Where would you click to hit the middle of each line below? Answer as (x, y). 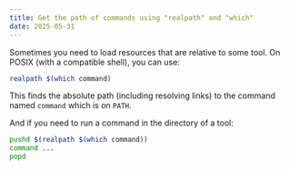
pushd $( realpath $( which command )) (79, 140)
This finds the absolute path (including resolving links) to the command (142, 95)
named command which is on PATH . (70, 105)
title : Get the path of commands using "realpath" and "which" (132, 18)
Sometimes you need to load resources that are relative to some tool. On (145, 52)
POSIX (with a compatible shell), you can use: (95, 62)
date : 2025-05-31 (42, 26)
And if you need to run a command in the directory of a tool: (121, 123)
